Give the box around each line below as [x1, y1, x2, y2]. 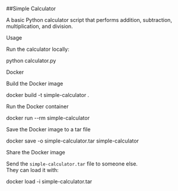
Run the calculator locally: [6, 46, 69, 53]
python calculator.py [6, 57, 56, 64]
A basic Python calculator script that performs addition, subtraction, [6, 17, 172, 23]
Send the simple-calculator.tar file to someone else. [6, 160, 138, 167]
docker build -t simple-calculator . [6, 92, 90, 98]
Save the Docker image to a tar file [6, 126, 91, 132]
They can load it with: [6, 167, 59, 173]
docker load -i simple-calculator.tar [6, 178, 93, 185]
